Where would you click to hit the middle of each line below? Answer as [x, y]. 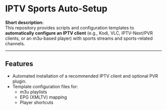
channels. [15, 43]
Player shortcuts [37, 102]
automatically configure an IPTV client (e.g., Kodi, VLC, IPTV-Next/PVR [79, 33]
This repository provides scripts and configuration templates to [70, 27]
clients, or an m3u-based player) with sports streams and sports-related [79, 38]
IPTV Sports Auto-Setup [56, 9]
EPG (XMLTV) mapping [43, 97]
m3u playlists [33, 92]
